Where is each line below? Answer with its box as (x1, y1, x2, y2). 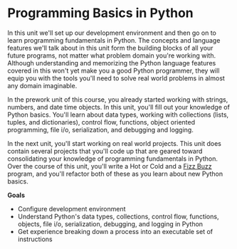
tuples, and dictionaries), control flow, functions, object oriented (7, 117, 196, 126)
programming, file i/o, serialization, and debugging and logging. (7, 125, 194, 134)
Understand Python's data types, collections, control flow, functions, (17, 212, 219, 221)
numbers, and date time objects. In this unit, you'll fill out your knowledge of (7, 102, 230, 111)
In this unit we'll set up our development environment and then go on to (7, 28, 217, 37)
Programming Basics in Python (7, 5, 194, 21)
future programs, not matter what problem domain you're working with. (7, 51, 216, 60)
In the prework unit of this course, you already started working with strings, (7, 95, 228, 104)
